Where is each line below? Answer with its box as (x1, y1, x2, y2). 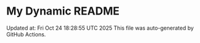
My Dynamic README (6, 4, 120, 18)
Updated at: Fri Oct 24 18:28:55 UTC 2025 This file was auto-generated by (6, 24, 194, 31)
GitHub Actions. (6, 30, 46, 38)
